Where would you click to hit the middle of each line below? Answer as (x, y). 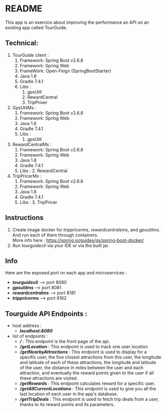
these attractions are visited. (49, 378)
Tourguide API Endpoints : (46, 314)
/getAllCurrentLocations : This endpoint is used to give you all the (88, 389)
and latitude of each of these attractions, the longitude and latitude (88, 363)
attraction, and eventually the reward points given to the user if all (87, 373)
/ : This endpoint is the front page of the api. (65, 341)
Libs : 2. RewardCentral (44, 171)
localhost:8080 (36, 331)
